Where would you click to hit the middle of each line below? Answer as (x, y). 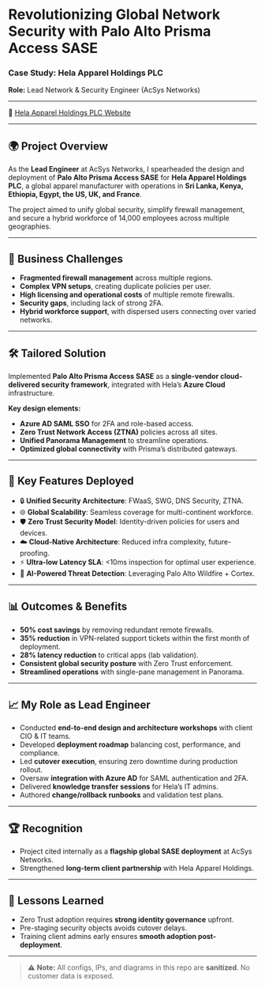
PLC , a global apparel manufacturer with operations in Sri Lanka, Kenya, (126, 186)
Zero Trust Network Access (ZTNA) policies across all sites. (119, 432)
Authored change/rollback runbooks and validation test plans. (121, 795)
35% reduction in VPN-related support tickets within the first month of (134, 638)
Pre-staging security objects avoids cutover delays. (103, 928)
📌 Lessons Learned (56, 901)
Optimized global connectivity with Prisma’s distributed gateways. (129, 449)
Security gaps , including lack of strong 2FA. (91, 303)
